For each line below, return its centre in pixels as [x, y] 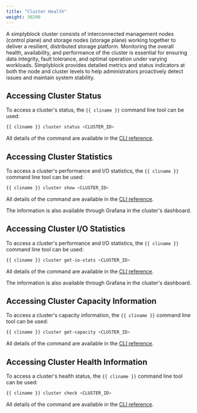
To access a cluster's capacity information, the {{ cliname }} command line [98, 315]
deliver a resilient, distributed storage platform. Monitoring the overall [90, 46]
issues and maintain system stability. [51, 78]
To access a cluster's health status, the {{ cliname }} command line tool [94, 376]
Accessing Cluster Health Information [77, 362]
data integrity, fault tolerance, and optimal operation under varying [87, 59]
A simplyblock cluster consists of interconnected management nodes [90, 33]
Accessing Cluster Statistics [59, 157]
